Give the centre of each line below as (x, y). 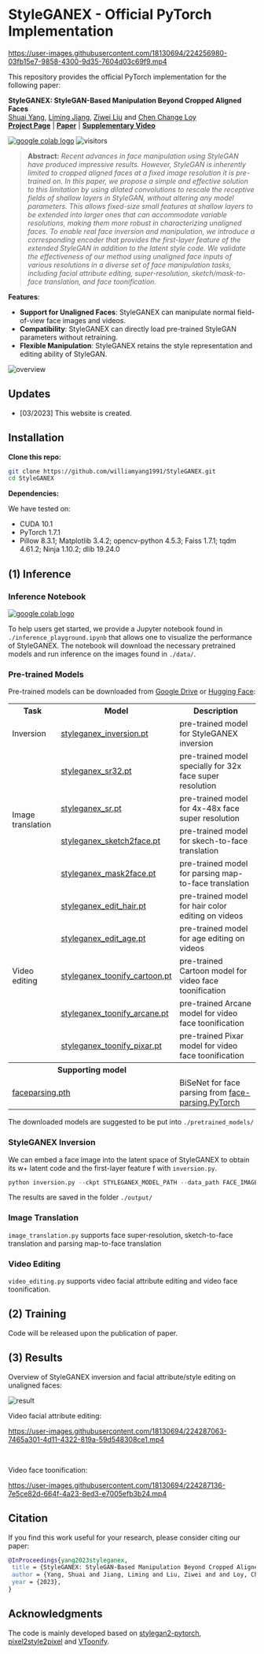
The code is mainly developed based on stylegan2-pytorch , (105, 1633)
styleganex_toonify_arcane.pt (115, 1013)
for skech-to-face (214, 841)
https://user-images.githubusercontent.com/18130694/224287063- (117, 1431)
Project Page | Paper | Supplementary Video (82, 125)
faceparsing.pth (41, 1093)
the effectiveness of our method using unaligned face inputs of (130, 256)
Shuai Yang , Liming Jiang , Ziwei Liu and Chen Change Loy (102, 117)
